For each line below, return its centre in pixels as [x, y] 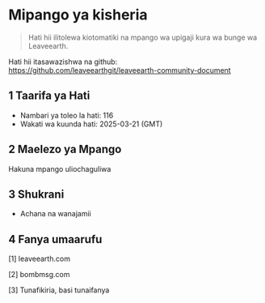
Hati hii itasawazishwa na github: [63, 62]
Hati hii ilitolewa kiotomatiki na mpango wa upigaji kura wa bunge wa [143, 37]
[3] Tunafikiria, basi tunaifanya [59, 290]
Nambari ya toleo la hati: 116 [67, 115]
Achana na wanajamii [55, 214]
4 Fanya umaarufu [55, 239]
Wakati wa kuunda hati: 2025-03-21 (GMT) [91, 124]
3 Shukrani [36, 194]
